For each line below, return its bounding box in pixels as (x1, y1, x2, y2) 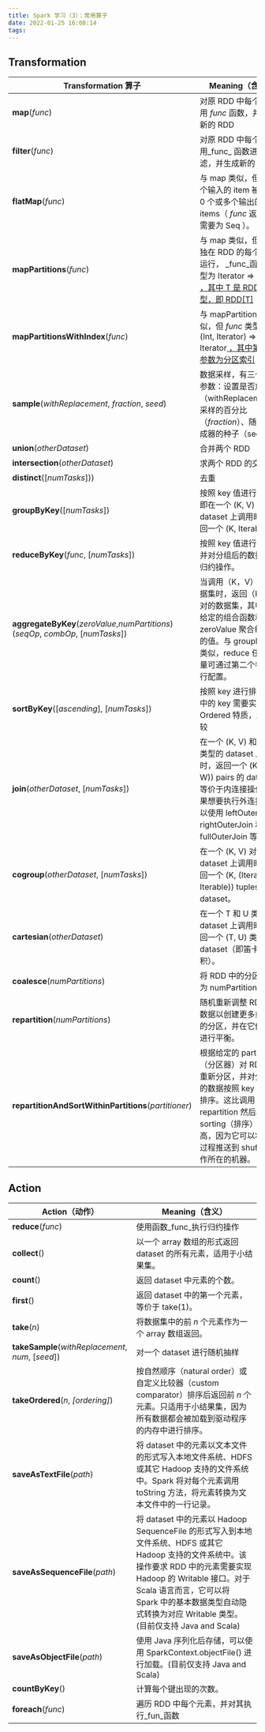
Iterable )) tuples (200, 881, 259, 892)
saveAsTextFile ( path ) (12, 1469, 94, 1479)
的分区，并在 (200, 1020, 248, 1031)
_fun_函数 (144, 1711, 180, 1721)
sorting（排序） (200, 1118, 258, 1129)
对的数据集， (200, 600, 248, 611)
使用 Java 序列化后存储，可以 (136, 1636, 245, 1646)
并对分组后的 (200, 550, 248, 561)
